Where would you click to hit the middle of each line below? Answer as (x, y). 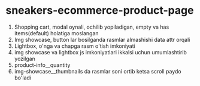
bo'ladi (22, 78)
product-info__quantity (42, 65)
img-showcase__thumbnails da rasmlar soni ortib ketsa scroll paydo (98, 71)
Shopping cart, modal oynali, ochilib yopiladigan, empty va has (92, 27)
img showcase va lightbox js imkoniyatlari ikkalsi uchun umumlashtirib (100, 52)
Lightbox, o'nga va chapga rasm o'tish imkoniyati (75, 46)
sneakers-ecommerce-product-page (100, 10)
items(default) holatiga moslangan (57, 33)
